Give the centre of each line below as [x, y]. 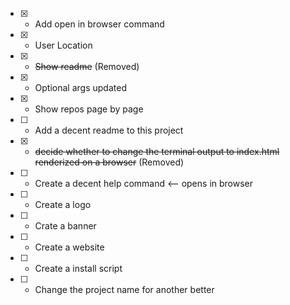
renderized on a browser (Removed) [109, 162]
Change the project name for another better [124, 289]
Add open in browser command [99, 24]
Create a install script [78, 268]
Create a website [69, 247]
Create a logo [63, 204]
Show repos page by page [89, 109]
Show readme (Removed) [87, 66]
